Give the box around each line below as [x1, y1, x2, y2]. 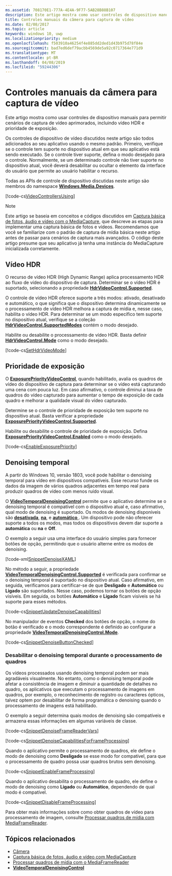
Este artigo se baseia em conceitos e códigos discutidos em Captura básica [5, 213, 165, 219]
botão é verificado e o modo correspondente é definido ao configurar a [5, 624, 156, 630]
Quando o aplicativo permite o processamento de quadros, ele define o [5, 748, 156, 754]
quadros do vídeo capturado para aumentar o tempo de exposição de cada [5, 392, 164, 398]
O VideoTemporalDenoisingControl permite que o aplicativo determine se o [5, 498, 166, 504]
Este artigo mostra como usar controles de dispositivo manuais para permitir [5, 115, 167, 121]
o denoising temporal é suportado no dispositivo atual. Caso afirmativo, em [5, 577, 164, 583]
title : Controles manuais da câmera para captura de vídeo [5, 17, 134, 22]
